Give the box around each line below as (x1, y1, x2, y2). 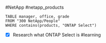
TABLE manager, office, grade (5, 14, 70, 19)
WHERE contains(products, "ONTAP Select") (5, 23, 97, 28)
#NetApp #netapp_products (5, 5, 64, 10)
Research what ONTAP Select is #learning (12, 32, 101, 37)
